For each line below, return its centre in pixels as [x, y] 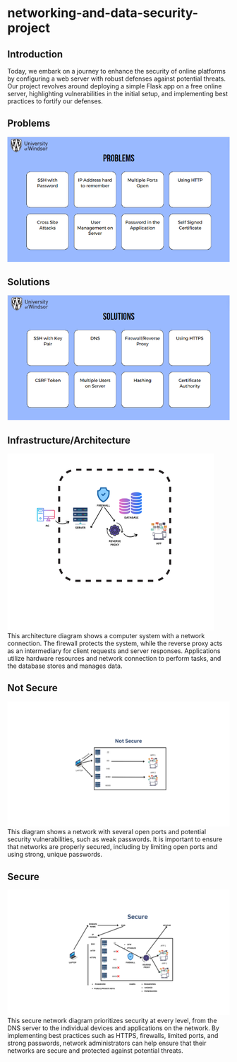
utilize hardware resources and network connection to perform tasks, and [114, 658]
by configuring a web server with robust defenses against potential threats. [116, 79]
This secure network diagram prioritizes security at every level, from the [112, 1020]
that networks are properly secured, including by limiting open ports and [113, 847]
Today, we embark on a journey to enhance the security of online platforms [116, 71]
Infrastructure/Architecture [69, 440]
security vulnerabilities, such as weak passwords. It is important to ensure [115, 839]
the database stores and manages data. [65, 666]
